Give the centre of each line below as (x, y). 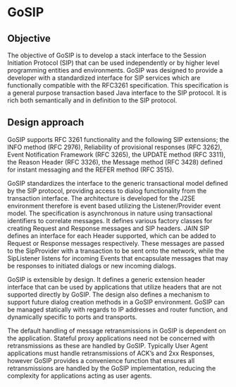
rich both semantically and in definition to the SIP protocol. (92, 100)
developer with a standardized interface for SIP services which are (104, 78)
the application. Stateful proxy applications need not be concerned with (111, 338)
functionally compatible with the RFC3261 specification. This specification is (118, 85)
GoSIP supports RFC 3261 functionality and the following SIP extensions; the (118, 139)
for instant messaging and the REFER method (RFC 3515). (91, 169)
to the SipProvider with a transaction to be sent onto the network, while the (116, 251)
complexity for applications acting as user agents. (80, 376)
